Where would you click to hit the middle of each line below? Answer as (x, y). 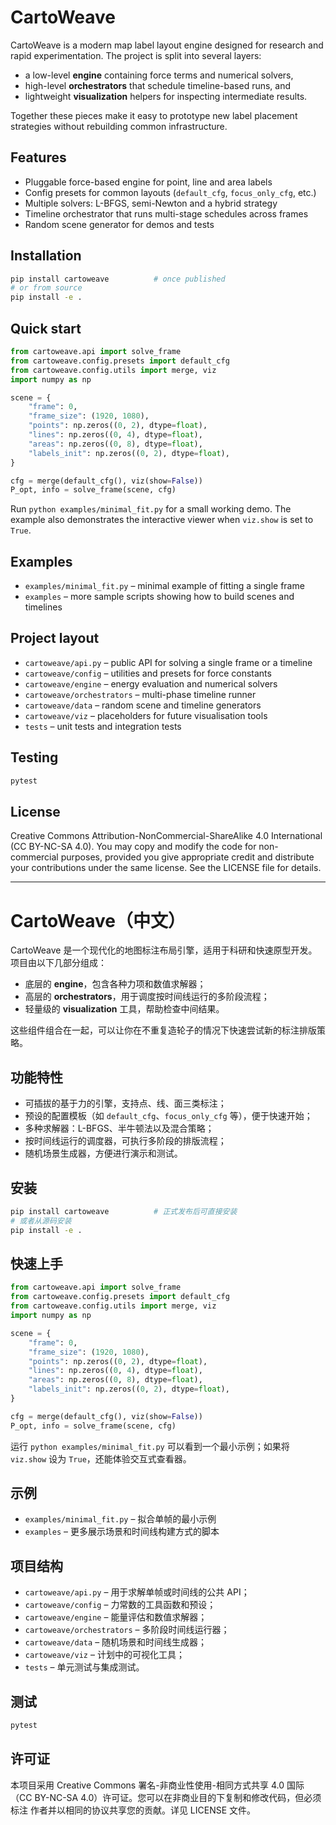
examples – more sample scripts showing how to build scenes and (159, 597)
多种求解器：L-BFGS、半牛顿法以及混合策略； (119, 1128)
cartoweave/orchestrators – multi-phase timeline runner (140, 694)
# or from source (46, 288)
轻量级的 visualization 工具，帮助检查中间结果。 (124, 1009)
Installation (46, 256)
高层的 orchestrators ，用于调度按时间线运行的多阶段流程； (147, 997)
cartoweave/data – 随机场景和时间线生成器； (116, 1642)
